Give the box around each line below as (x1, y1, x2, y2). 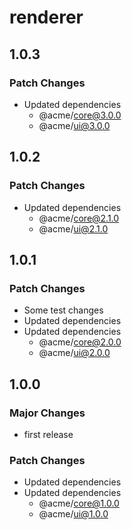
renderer (9, 6, 84, 29)
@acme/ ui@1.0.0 (38, 508, 109, 520)
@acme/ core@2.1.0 (38, 212, 120, 224)
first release (23, 428, 74, 440)
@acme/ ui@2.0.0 (38, 347, 111, 359)
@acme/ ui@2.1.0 (38, 222, 109, 235)
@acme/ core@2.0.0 (38, 336, 122, 348)
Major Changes (9, 406, 86, 420)
